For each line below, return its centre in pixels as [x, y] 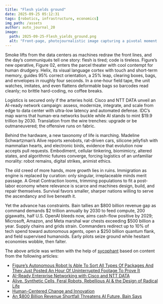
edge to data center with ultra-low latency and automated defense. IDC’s [78, 110]
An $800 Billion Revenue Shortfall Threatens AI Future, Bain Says [77, 296]
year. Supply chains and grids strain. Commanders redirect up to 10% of [77, 226]
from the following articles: [32, 256]
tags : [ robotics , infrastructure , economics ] [52, 18]
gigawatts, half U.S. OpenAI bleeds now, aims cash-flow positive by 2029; [79, 215]
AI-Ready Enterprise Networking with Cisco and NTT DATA [71, 275]
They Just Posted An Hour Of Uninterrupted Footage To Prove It [76, 270]
